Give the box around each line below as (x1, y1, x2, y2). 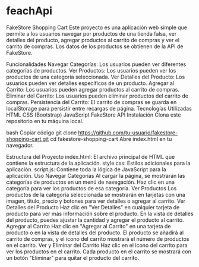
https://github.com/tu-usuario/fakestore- (78, 129, 178, 136)
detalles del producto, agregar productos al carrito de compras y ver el (6, 36, 180, 43)
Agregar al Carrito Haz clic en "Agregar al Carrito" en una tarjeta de (6, 222, 171, 230)
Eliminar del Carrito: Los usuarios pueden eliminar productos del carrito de (6, 92, 189, 99)
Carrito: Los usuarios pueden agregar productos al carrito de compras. (6, 86, 180, 93)
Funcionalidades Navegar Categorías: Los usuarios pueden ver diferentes (6, 61, 187, 68)
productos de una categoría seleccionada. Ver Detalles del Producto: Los (6, 73, 185, 80)
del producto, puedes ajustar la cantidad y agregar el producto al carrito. (6, 216, 184, 224)
